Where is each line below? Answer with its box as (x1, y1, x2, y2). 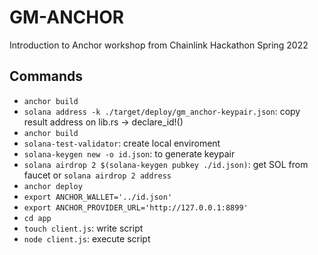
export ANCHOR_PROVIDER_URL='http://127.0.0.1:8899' (23, 202, 249, 213)
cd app (23, 213, 52, 223)
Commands (9, 68, 84, 85)
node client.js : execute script (23, 232, 151, 245)
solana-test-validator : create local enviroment (23, 137, 221, 149)
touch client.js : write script (23, 222, 144, 234)
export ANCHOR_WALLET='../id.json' (23, 192, 173, 202)
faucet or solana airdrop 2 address (23, 169, 172, 181)
